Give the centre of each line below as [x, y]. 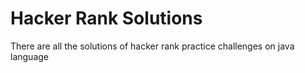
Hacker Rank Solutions [106, 18]
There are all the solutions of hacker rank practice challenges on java [152, 46]
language [29, 56]
